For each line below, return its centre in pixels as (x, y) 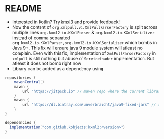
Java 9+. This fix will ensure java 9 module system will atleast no (77, 48)
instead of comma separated (41, 38)
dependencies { (20, 122)
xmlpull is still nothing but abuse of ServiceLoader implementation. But (83, 58)
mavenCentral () (29, 82)
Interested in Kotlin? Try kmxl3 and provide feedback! (66, 22)
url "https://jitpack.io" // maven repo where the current (84, 91)
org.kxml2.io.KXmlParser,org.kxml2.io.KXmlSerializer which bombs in (84, 42)
